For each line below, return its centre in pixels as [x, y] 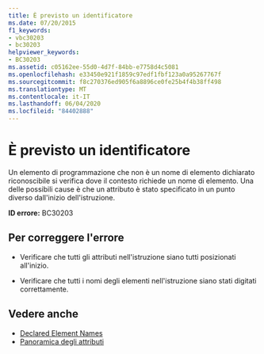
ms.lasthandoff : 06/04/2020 [55, 104]
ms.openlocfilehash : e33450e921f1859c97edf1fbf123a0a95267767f [115, 74]
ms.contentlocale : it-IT [49, 97]
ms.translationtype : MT [48, 89]
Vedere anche [44, 314]
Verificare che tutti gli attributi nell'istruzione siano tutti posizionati [128, 257]
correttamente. [44, 289]
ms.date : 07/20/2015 [42, 23]
